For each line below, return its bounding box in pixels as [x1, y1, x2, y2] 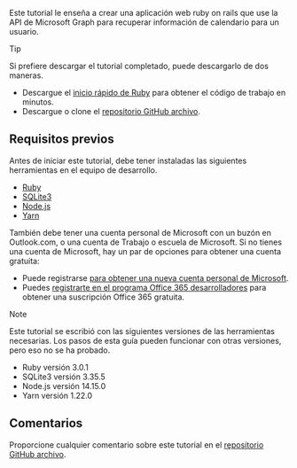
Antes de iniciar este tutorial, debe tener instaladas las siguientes [9, 155, 247, 166]
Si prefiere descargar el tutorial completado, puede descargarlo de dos [9, 61, 269, 71]
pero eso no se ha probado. [9, 345, 111, 355]
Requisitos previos [9, 132, 114, 147]
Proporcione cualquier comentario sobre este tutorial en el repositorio [9, 439, 264, 450]
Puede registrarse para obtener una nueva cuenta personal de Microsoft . [21, 272, 289, 283]
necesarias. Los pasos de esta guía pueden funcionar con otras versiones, [9, 335, 282, 346]
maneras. [9, 70, 44, 81]
